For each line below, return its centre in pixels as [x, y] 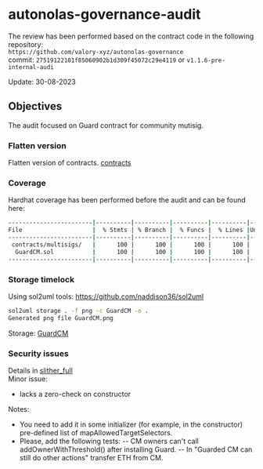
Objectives [35, 106]
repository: [26, 44]
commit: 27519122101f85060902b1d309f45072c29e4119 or [97, 60]
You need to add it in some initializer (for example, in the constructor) [131, 424]
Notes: [19, 409]
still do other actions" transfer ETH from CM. [91, 457]
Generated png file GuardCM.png [61, 318]
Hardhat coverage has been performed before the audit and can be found [127, 200]
